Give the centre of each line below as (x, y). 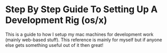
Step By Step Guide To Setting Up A (81, 9)
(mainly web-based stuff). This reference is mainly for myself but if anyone (84, 40)
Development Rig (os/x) (56, 20)
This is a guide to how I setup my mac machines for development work (79, 34)
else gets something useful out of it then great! (54, 45)
